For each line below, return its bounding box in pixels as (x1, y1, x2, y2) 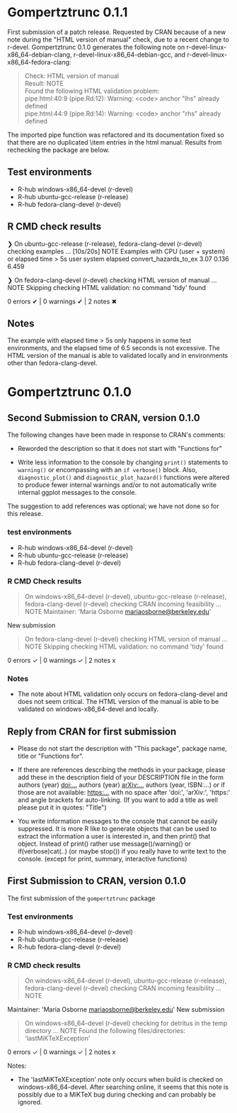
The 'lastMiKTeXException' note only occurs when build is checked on (17, 1075, 224, 1084)
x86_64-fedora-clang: (7, 57, 71, 66)
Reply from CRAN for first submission (7, 725, 177, 737)
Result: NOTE (24, 79, 64, 87)
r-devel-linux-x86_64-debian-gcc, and (73, 50, 186, 59)
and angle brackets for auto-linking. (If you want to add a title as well (17, 795, 218, 805)
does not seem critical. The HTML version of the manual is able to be (17, 698, 219, 706)
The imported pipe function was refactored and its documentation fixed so (7, 130, 224, 139)
